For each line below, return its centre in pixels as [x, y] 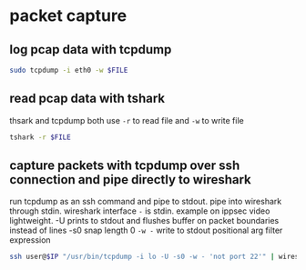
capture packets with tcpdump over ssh [125, 165]
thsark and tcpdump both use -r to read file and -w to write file [127, 120]
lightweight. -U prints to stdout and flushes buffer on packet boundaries [144, 221]
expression [31, 240]
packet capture [68, 16]
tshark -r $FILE [40, 137]
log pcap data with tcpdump [91, 50]
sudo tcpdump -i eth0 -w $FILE [69, 70]
